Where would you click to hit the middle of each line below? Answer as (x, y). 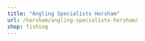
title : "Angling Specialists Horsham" (63, 14)
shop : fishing (28, 26)
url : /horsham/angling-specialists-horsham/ (73, 20)
